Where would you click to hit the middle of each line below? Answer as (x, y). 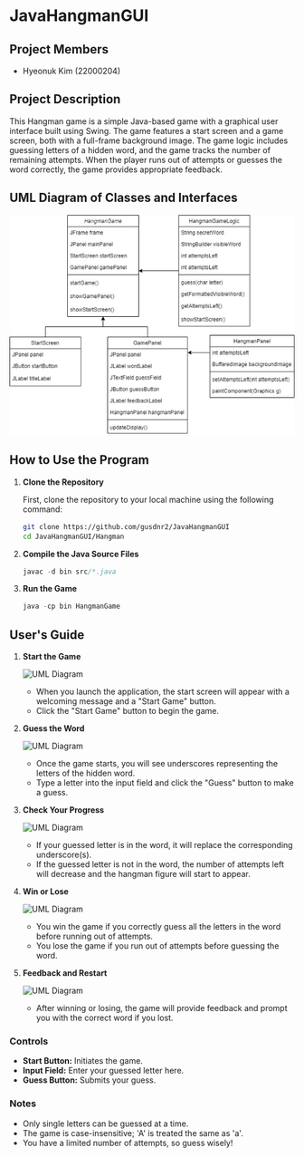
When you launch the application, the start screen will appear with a (162, 692)
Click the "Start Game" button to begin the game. (128, 711)
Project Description (65, 99)
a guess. (52, 793)
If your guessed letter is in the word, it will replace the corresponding (164, 845)
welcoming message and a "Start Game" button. (126, 701)
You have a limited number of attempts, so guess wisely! (128, 1143)
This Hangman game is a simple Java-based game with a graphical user (144, 121)
